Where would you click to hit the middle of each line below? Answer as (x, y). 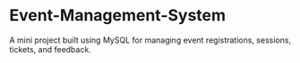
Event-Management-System (118, 16)
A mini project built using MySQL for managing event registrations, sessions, (150, 40)
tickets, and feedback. (50, 49)
